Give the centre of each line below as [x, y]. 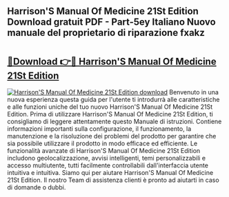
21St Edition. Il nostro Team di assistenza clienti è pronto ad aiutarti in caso [113, 180]
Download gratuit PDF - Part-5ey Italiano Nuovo [111, 22]
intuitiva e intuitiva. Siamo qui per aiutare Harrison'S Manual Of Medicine [110, 173]
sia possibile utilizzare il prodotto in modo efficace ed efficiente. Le [102, 143]
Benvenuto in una [194, 92]
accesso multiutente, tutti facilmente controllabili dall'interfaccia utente [108, 165]
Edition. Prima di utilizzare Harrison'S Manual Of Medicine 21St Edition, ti [110, 114]
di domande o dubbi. [37, 187]
